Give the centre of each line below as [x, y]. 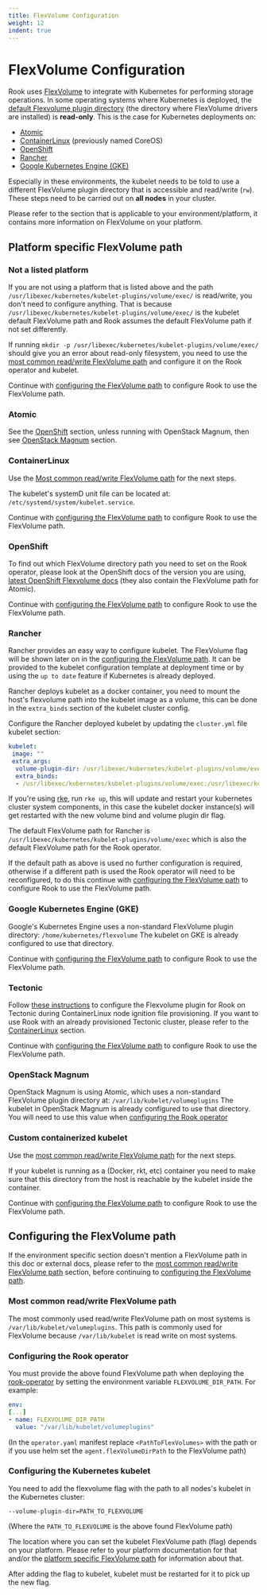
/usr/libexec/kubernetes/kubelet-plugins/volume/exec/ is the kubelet [124, 312]
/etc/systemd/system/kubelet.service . [72, 502]
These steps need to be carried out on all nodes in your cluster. [112, 199]
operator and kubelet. [44, 370]
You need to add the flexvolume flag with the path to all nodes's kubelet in [130, 1488]
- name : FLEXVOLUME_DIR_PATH [56, 1419]
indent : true [30, 30]
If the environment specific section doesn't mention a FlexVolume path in [128, 1255]
